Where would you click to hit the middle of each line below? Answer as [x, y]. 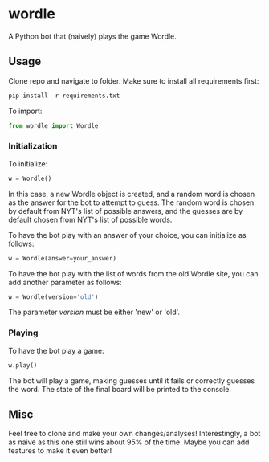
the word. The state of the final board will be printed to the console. [120, 389]
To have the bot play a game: [56, 350]
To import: [25, 111]
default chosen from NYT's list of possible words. [90, 219]
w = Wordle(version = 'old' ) [53, 297]
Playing [23, 333]
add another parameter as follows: [65, 282]
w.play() [23, 365]
